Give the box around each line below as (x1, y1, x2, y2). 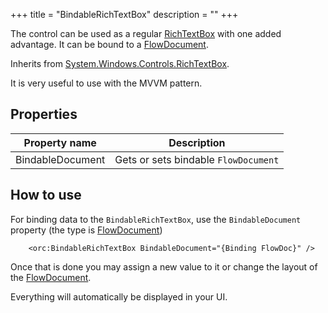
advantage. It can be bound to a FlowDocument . (10, 39, 209, 50)
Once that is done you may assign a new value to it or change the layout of (10, 260, 318, 273)
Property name (23, 135, 97, 149)
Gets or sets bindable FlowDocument (114, 152, 280, 166)
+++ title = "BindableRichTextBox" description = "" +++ (10, 9, 239, 20)
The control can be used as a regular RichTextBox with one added (10, 28, 282, 39)
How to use (10, 187, 82, 204)
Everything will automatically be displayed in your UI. (10, 290, 228, 303)
